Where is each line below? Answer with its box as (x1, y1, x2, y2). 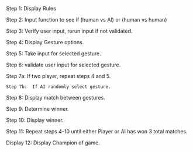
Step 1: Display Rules (6, 5, 57, 12)
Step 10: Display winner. (6, 116, 64, 123)
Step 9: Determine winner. (6, 105, 69, 112)
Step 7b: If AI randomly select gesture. (6, 84, 111, 90)
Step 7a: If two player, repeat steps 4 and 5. (6, 73, 111, 79)
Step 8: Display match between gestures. (6, 94, 105, 101)
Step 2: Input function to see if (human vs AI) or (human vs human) (6, 16, 167, 23)
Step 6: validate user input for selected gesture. (6, 61, 121, 68)
